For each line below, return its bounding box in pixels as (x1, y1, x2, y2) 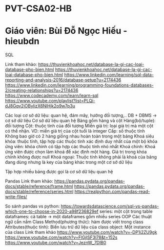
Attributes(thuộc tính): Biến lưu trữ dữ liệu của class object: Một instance (5, 224, 151, 230)
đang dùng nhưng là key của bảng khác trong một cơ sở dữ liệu (5, 159, 133, 165)
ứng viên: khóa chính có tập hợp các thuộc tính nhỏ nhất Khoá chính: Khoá (5, 144, 156, 150)
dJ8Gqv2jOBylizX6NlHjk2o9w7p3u (5, 103, 76, 109)
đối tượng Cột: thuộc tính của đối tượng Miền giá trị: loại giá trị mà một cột (5, 123, 154, 129)
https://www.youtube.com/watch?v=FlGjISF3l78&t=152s (5, 234, 118, 240)
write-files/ (5, 194, 27, 200)
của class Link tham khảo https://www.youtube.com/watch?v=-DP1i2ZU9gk (5, 229, 157, 235)
